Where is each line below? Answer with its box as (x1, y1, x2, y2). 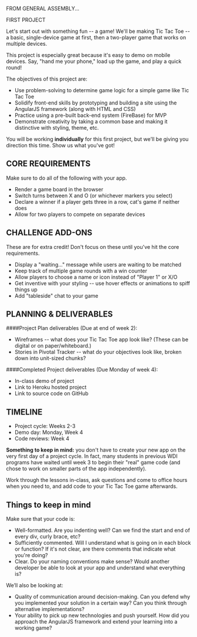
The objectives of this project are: (6, 76, 88, 82)
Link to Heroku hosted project (14, 384, 87, 391)
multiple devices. (6, 41, 47, 47)
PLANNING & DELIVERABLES (6, 309, 113, 319)
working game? (14, 625, 52, 632)
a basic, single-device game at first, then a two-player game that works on (6, 34, 186, 41)
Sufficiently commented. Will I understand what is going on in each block (14, 540, 191, 547)
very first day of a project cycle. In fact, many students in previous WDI (6, 453, 178, 460)
